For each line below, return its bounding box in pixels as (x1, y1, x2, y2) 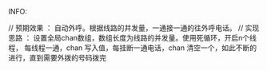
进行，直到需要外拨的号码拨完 (8, 53, 106, 62)
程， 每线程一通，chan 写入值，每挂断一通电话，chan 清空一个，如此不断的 (8, 43, 257, 52)
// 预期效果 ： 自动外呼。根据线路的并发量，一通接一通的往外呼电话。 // (8, 23, 244, 33)
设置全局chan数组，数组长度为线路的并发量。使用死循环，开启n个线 (33, 33, 257, 42)
